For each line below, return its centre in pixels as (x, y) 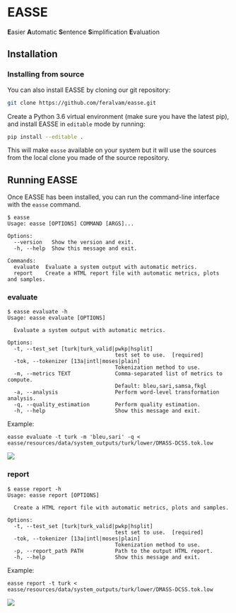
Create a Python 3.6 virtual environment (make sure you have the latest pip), (118, 116)
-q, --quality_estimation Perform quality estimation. (107, 405)
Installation (33, 54)
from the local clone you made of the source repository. (88, 158)
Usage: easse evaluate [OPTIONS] (57, 318)
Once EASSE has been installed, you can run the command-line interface (114, 197)
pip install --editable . (45, 137)
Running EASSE (42, 180)
